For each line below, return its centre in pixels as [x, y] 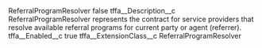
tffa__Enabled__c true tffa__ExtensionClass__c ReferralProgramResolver [125, 36]
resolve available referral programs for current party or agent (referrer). [125, 28]
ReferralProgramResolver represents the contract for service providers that [131, 19]
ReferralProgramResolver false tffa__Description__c [92, 11]
